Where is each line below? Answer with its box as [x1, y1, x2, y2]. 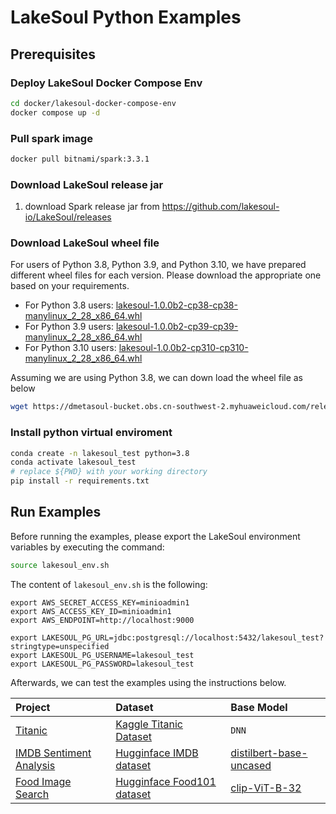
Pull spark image [10, 131, 93, 145]
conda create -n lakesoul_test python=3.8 [10, 448, 190, 458]
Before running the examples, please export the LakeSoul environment [10, 530, 301, 542]
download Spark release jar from [24, 201, 160, 213]
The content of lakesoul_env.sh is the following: [10, 578, 208, 590]
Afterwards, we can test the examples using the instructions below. [10, 676, 287, 688]
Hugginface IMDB [115, 746, 199, 760]
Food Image [15, 774, 72, 788]
